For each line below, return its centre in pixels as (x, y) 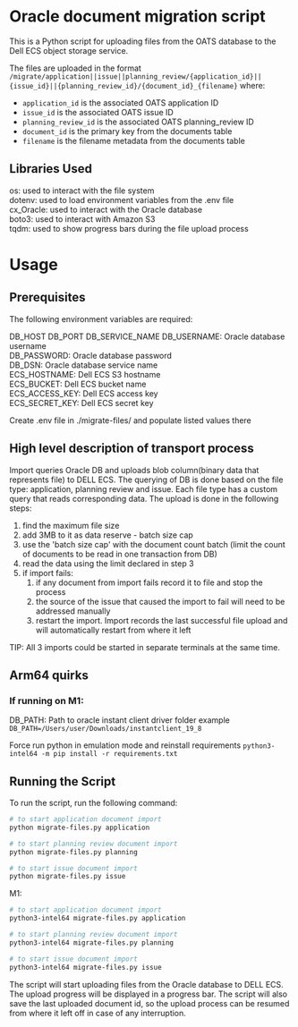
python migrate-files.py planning (74, 852)
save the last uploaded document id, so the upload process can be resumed (149, 1003)
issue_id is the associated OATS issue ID (98, 112)
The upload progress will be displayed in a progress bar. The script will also (149, 994)
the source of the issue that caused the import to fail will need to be (160, 601)
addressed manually (73, 611)
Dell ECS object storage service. (69, 50)
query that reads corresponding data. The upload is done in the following (144, 498)
